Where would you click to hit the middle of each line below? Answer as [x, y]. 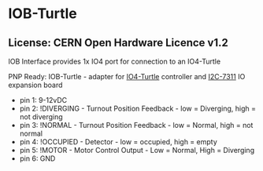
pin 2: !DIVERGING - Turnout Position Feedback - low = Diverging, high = [137, 108]
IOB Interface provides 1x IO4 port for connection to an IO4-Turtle [115, 61]
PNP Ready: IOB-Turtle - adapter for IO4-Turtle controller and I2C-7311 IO [127, 76]
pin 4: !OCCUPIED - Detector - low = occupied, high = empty [119, 142]
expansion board [35, 85]
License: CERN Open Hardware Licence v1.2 [118, 43]
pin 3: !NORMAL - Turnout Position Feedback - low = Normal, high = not [136, 125]
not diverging [41, 117]
